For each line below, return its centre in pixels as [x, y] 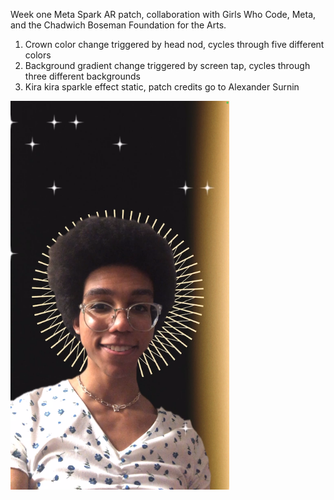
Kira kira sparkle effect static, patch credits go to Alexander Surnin [162, 87]
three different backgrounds [82, 76]
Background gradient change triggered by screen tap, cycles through [167, 65]
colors [38, 55]
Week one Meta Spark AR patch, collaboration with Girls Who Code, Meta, [163, 14]
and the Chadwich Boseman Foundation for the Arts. [118, 25]
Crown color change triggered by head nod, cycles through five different [174, 44]
